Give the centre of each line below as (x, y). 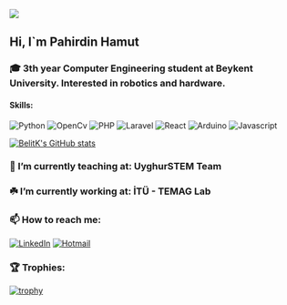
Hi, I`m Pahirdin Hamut (74, 42)
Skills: (21, 105)
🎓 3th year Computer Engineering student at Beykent (131, 68)
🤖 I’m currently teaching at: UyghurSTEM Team (115, 167)
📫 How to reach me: (56, 220)
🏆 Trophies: (37, 267)
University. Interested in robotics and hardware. (118, 84)
